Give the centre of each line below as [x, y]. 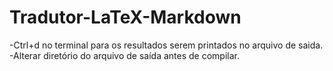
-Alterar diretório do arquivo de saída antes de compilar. [124, 55]
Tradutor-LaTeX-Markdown [125, 17]
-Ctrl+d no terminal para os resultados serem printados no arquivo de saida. [166, 45]
